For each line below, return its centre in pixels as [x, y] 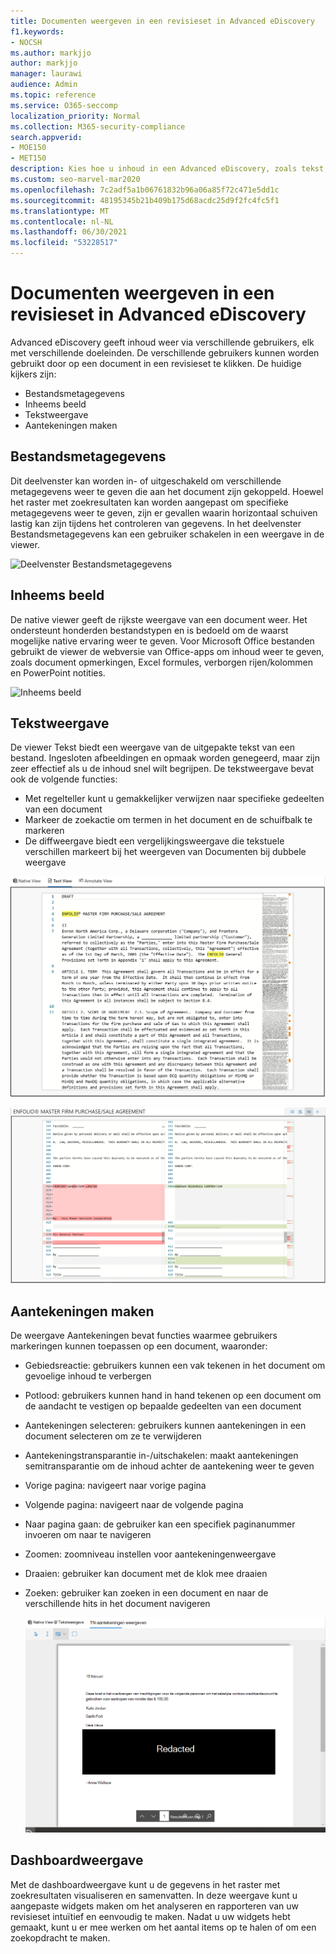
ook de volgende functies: [64, 779]
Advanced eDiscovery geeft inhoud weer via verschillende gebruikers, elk [162, 342]
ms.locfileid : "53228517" [64, 243]
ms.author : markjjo [51, 53]
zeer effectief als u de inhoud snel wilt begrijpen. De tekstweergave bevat [162, 769]
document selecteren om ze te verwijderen [113, 1436]
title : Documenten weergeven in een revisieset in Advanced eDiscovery [162, 21]
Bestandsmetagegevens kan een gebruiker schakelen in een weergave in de [167, 534]
